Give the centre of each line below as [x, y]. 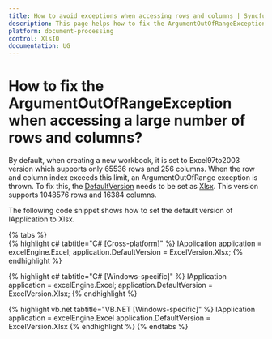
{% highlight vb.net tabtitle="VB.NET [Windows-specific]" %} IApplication [132, 310]
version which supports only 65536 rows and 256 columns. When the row [132, 169]
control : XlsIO [34, 39]
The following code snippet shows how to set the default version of [121, 211]
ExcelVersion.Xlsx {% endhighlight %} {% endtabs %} [98, 327]
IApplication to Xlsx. [42, 219]
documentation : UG [39, 46]
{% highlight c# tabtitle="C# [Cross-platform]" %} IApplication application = [135, 243]
